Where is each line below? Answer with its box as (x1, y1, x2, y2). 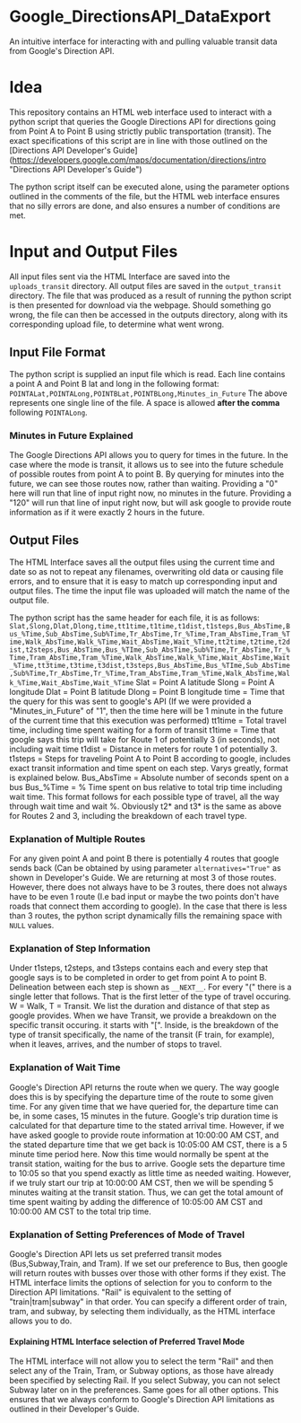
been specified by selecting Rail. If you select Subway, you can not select (9, 1375, 280, 1386)
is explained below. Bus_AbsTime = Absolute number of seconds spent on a (9, 772, 289, 783)
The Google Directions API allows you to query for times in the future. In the (9, 449, 288, 460)
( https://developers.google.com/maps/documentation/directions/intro (9, 154, 267, 165)
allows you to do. (9, 1315, 73, 1326)
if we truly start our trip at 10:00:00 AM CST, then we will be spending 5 (9, 1177, 274, 1188)
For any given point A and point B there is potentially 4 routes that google (9, 853, 279, 864)
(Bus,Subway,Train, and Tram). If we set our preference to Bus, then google (9, 1258, 288, 1269)
